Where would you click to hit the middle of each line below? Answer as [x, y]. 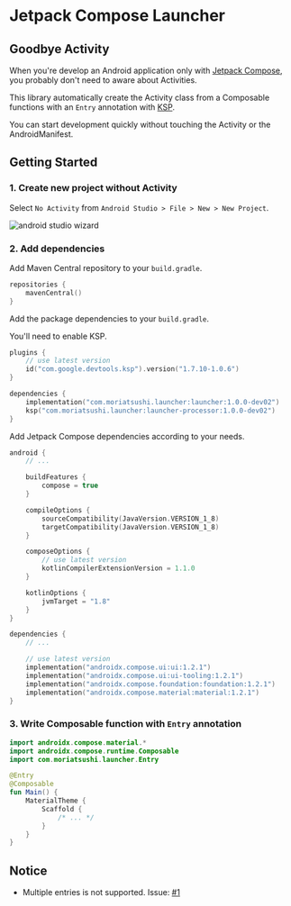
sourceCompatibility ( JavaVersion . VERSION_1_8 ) [131, 519]
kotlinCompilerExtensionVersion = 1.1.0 [118, 568]
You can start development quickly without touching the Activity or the [140, 124]
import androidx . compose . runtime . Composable [94, 751]
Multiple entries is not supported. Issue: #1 [101, 892]
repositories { [38, 285]
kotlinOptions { [56, 593]
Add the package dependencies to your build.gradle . [109, 318]
